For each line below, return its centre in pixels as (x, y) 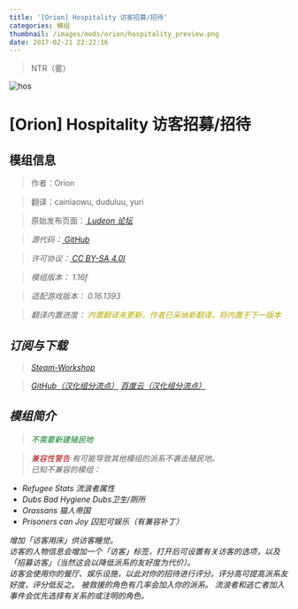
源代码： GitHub (60, 239)
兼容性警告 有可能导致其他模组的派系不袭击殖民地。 (125, 458)
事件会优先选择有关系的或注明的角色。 (79, 596)
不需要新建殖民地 (62, 439)
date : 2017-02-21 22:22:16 (59, 42)
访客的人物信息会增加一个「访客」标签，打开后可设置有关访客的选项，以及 (145, 551)
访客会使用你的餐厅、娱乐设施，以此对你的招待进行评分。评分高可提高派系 (145, 574)
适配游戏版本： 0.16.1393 (76, 296)
